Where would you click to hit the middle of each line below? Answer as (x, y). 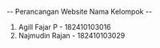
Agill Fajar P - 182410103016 (65, 27)
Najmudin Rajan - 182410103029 (72, 36)
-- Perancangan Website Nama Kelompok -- (80, 12)
